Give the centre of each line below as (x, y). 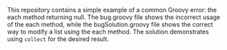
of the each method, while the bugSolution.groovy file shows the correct (110, 24)
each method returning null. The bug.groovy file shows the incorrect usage (114, 17)
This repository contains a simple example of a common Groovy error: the (112, 10)
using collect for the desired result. (58, 39)
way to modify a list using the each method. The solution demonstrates (108, 32)
